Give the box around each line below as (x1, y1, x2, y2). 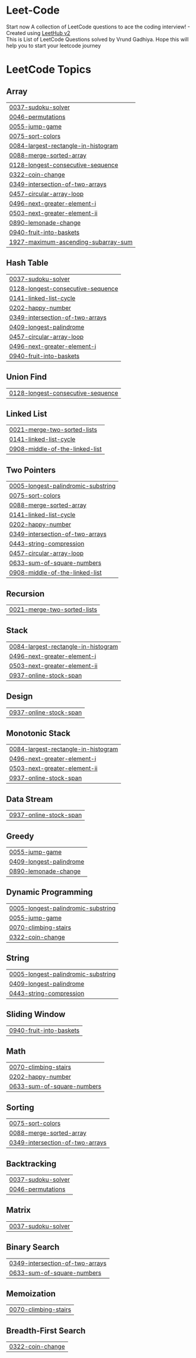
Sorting (6, 1102, 34, 1112)
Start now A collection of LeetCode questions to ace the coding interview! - (6, 23, 191, 30)
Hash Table (6, 258, 49, 268)
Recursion (6, 589, 45, 599)
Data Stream (6, 794, 53, 804)
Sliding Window (6, 1009, 66, 1019)
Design (6, 691, 33, 702)
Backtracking (6, 1158, 57, 1168)
